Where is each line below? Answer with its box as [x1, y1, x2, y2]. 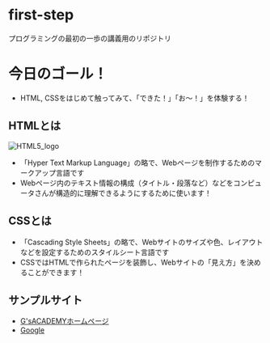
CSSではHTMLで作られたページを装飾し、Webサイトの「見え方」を [19, 257, 247, 267]
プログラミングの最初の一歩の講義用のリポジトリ [8, 33, 171, 43]
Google [19, 325, 45, 335]
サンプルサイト [8, 293, 83, 307]
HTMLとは [8, 119, 61, 133]
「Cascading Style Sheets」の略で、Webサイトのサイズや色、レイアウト [19, 237, 264, 247]
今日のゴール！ [8, 65, 108, 83]
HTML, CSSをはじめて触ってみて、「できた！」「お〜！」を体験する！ [19, 93, 250, 103]
